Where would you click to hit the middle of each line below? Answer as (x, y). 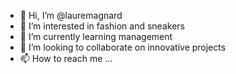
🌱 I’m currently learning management (96, 36)
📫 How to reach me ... (66, 58)
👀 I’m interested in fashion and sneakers (102, 26)
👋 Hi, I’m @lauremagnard (71, 15)
